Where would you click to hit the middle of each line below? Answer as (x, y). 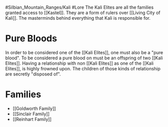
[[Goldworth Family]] (34, 108)
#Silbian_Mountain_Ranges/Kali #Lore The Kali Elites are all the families (79, 7)
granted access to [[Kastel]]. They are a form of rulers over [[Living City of (83, 13)
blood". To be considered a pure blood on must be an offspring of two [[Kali (84, 58)
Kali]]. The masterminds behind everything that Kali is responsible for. (78, 18)
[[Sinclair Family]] (31, 114)
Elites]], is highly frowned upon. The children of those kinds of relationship (83, 68)
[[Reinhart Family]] (32, 119)
